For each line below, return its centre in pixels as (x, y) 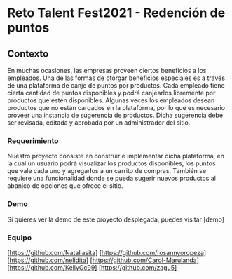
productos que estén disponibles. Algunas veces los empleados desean (111, 100)
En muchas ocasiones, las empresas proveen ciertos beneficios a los (107, 70)
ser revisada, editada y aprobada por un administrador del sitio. (99, 123)
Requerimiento (33, 140)
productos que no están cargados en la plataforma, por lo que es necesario (116, 108)
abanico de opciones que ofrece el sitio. (66, 186)
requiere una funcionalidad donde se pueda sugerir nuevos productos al (111, 178)
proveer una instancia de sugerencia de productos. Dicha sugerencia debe (115, 115)
